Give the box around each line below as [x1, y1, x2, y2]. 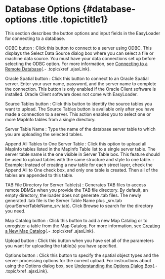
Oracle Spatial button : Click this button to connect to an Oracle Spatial [5, 75, 149, 81]
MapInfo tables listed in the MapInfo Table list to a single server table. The [5, 146, 156, 152]
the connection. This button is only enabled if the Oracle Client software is [5, 86, 157, 92]
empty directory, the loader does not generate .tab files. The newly [5, 192, 142, 198]
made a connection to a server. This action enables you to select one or [5, 111, 151, 117]
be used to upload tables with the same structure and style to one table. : [5, 156, 154, 162]
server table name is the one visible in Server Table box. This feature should [5, 151, 160, 157]
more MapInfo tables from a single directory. [5, 116, 96, 122]
